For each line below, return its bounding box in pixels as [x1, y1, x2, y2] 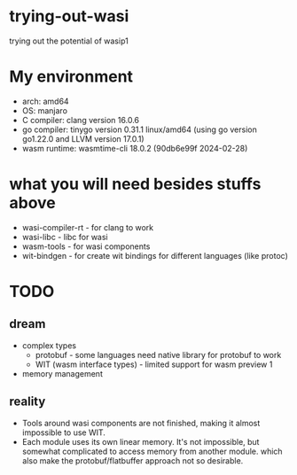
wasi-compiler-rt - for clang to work [21, 222, 154, 232]
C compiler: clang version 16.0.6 [21, 114, 140, 125]
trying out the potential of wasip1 [9, 35, 129, 46]
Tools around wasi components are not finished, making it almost [21, 417, 261, 428]
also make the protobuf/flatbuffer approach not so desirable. [21, 455, 244, 466]
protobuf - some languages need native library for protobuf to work [35, 349, 282, 360]
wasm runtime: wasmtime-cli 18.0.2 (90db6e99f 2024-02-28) [21, 143, 248, 153]
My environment [9, 66, 134, 87]
